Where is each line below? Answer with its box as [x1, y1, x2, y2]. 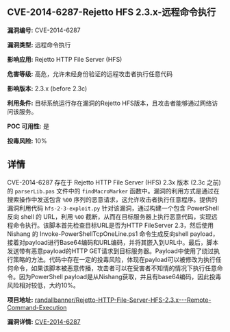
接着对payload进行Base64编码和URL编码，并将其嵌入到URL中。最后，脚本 [7, 238, 219, 246]
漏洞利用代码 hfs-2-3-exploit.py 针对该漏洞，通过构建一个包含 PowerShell [7, 204, 219, 212]
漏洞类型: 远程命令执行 [7, 40, 71, 49]
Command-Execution [7, 303, 67, 311]
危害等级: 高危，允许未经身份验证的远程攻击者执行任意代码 [7, 69, 173, 78]
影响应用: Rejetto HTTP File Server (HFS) [7, 55, 123, 63]
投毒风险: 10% [7, 137, 47, 145]
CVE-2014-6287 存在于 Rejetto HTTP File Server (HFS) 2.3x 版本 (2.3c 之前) [7, 178, 221, 187]
